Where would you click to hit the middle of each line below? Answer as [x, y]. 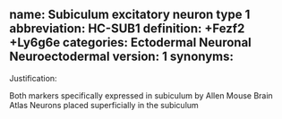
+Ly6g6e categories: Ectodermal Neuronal [131, 42]
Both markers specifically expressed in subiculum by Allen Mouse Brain [141, 95]
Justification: [33, 78]
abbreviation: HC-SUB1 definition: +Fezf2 [127, 29]
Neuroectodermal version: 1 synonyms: [122, 57]
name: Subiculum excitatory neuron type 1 [130, 15]
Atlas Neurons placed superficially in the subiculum [104, 105]
